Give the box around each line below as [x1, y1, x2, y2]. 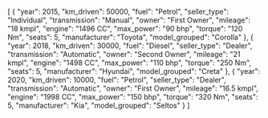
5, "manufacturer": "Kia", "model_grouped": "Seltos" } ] [7, 100, 190, 110]
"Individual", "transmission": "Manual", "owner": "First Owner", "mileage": [7, 15, 250, 25]
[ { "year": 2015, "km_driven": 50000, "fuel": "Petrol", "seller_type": [7, 7, 229, 16]
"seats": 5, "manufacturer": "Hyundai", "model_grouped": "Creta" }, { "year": [7, 67, 261, 75]
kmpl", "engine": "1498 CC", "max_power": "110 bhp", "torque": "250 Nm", [7, 58, 252, 67]
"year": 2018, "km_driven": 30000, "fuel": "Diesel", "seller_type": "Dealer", [7, 41, 253, 51]
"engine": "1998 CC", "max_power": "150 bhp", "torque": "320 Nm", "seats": [7, 92, 258, 101]
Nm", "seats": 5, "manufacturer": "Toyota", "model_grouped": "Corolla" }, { [7, 32, 254, 42]
